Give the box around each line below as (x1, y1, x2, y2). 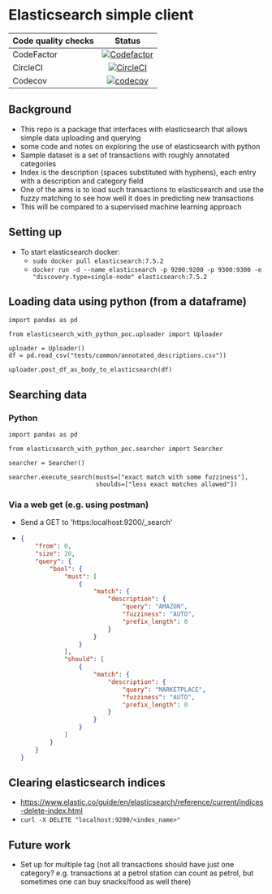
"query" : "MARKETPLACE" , (122, 686, 206, 694)
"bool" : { (50, 565, 83, 573)
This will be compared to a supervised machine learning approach (19, 201, 242, 212)
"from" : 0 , (35, 542, 72, 551)
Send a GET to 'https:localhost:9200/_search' (19, 518, 173, 527)
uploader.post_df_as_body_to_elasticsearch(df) (8, 366, 173, 374)
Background (8, 103, 71, 117)
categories (19, 158, 57, 168)
